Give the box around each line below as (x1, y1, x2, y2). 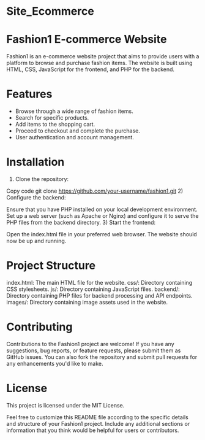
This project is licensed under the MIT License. (6, 401, 125, 409)
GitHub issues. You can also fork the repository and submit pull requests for (6, 353, 198, 360)
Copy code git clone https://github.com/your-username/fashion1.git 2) (6, 187, 184, 195)
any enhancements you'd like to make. (6, 360, 103, 367)
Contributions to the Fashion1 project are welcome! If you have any (6, 340, 174, 347)
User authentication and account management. (15, 134, 135, 141)
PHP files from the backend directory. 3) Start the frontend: (6, 219, 156, 226)
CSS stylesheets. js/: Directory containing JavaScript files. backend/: (6, 285, 180, 293)
